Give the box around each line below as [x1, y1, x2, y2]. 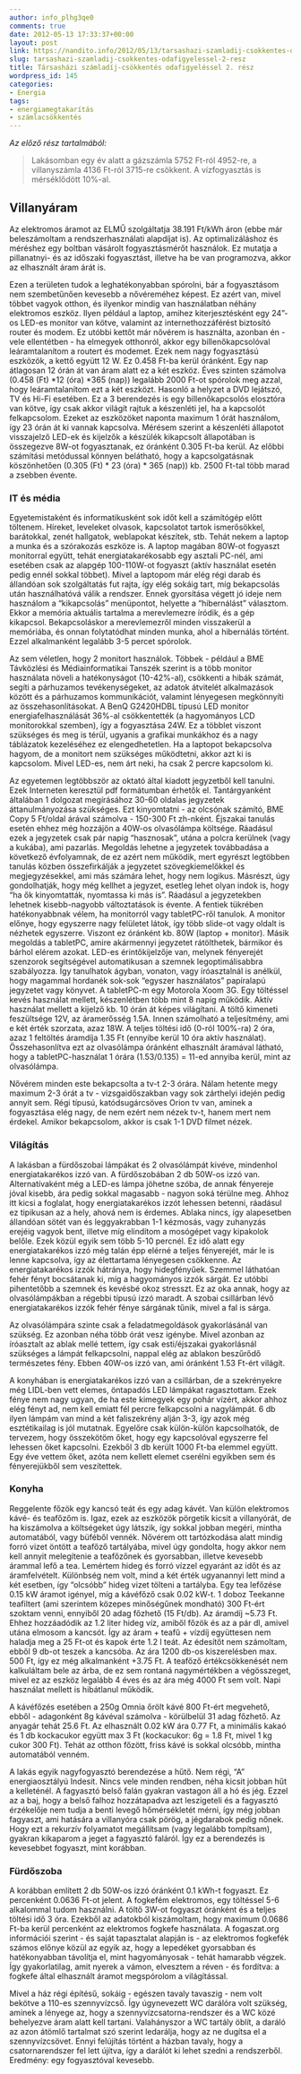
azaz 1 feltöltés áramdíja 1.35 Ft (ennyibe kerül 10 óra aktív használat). [9, 1032, 267, 1044]
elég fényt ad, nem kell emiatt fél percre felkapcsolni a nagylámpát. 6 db [9, 1403, 276, 1414]
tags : [9, 96, 30, 106]
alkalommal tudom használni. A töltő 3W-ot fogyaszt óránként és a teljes [9, 1905, 277, 1915]
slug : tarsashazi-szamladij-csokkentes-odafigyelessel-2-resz [9, 55, 246, 64]
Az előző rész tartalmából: [9, 138, 107, 149]
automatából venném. [9, 1749, 90, 1760]
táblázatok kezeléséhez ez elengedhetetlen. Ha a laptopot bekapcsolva [9, 739, 272, 750]
